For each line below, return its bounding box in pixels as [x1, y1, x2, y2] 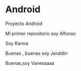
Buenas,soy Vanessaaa [5, 60, 55, 66]
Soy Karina [5, 40, 29, 46]
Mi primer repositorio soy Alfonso [5, 30, 76, 36]
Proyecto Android [5, 20, 43, 27]
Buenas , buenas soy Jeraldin [5, 50, 68, 56]
